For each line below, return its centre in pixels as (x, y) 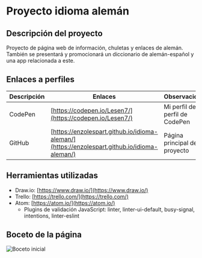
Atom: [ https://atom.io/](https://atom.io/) (65, 203)
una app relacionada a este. (41, 61)
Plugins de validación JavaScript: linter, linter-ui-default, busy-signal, (109, 209)
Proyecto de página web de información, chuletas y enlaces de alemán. (95, 48)
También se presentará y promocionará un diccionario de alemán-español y (100, 54)
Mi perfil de (180, 107)
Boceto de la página (44, 235)
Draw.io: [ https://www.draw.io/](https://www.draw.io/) (81, 190)
